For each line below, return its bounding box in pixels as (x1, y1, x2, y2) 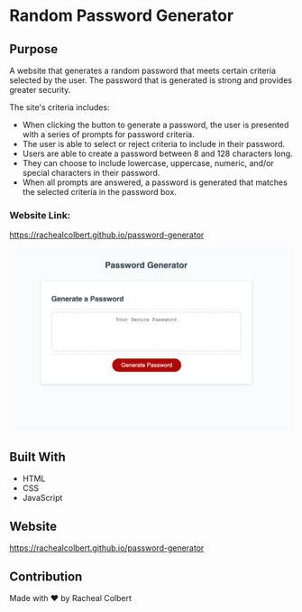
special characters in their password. (22, 168, 160, 178)
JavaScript (22, 493, 63, 504)
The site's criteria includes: (9, 102, 110, 113)
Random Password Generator (9, 5, 234, 26)
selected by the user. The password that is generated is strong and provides (9, 75, 293, 86)
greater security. (9, 85, 71, 95)
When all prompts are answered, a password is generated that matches (22, 177, 288, 188)
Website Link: (9, 209, 71, 221)
